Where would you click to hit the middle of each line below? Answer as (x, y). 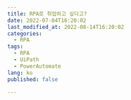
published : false (33, 79)
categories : (25, 33)
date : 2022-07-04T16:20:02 (47, 20)
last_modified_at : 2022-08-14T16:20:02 (66, 27)
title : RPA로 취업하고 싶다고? (47, 14)
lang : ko (20, 73)
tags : (15, 46)
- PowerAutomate (37, 66)
